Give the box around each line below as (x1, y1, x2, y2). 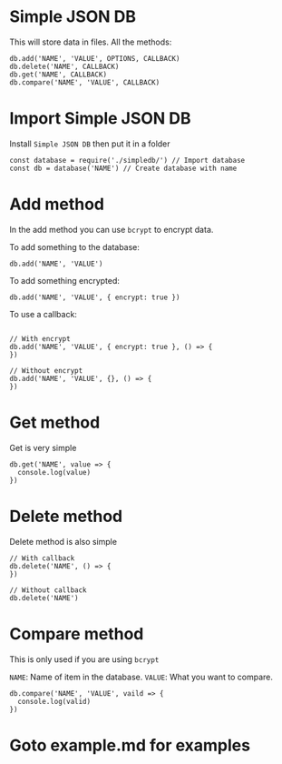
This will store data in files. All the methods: (9, 36, 172, 47)
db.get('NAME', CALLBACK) (9, 70, 107, 79)
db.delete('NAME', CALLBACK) (9, 62, 120, 71)
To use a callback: (9, 308, 77, 319)
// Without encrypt (9, 366, 83, 375)
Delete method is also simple (9, 536, 118, 547)
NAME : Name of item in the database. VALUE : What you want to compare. (9, 671, 274, 682)
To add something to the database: (9, 241, 141, 252)
